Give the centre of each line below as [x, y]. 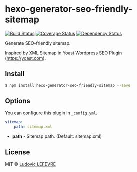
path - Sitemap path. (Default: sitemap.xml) [57, 136]
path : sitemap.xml [33, 127]
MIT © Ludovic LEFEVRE [31, 164]
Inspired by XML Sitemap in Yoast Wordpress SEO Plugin [64, 53]
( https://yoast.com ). [26, 58]
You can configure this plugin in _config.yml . [51, 113]
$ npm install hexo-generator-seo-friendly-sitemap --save [68, 85]
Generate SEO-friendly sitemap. [38, 43]
